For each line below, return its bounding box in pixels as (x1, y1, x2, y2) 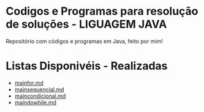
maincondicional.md (14, 92, 66, 99)
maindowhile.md (14, 99, 56, 106)
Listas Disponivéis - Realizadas (6, 59, 168, 73)
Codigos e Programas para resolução (6, 4, 198, 18)
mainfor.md (14, 79, 44, 86)
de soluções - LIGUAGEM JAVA (6, 17, 167, 31)
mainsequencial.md (14, 86, 64, 93)
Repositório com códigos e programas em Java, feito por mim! (6, 37, 164, 45)
